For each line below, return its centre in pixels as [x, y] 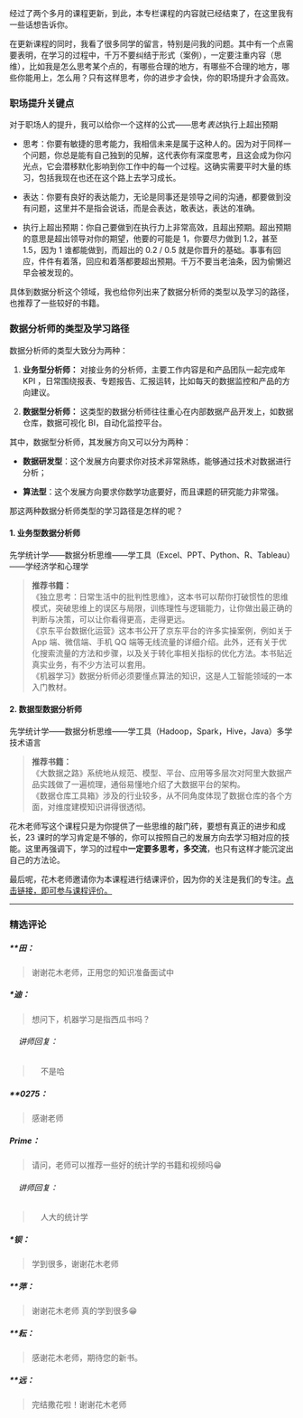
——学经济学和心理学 [49, 566]
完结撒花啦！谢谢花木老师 [79, 1404]
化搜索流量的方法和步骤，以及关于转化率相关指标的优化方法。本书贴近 [162, 653]
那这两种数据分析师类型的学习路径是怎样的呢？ [96, 511]
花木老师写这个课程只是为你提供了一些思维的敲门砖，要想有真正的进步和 [143, 826]
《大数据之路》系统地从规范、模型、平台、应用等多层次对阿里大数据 [158, 773]
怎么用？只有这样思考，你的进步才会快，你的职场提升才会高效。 [175, 78]
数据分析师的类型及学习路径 [69, 329]
